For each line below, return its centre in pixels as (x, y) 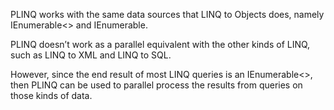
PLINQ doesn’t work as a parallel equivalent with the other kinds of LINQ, (160, 44)
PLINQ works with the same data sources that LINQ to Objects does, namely (167, 14)
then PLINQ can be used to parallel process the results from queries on (156, 85)
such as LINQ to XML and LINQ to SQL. (91, 55)
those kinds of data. (51, 95)
